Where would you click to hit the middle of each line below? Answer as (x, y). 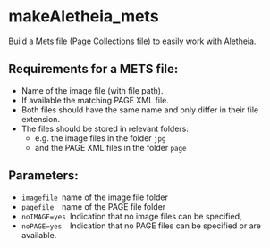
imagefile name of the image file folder (95, 197)
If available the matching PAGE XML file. (95, 100)
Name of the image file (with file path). (92, 90)
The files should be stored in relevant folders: (105, 128)
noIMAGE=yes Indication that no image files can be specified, (131, 216)
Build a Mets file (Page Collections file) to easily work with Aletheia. (132, 41)
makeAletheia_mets (84, 17)
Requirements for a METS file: (93, 69)
